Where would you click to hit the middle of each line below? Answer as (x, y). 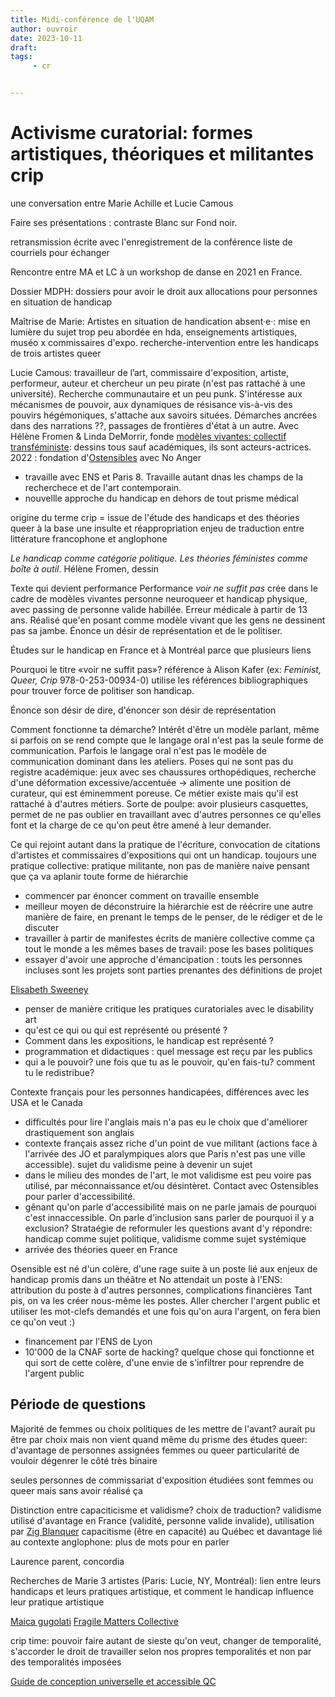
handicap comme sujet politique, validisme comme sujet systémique (165, 1238)
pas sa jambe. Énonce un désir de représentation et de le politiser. (146, 630)
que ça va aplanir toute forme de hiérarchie (99, 876)
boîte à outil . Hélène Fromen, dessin (85, 568)
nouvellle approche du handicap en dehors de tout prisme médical (161, 498)
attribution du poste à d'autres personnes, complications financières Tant (161, 1290)
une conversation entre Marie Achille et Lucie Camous (122, 203)
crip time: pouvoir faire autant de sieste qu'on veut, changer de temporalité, (166, 1640)
